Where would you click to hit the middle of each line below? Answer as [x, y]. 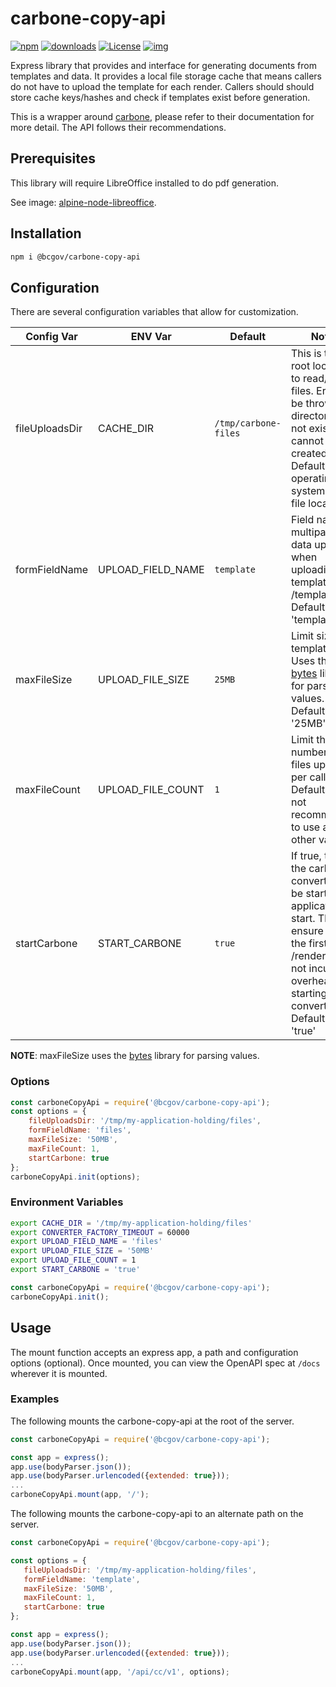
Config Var [51, 337]
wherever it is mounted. [59, 1373]
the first [309, 944]
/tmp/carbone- [248, 423]
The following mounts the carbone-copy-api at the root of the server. [152, 1421]
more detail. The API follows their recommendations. [118, 127]
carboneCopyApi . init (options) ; [75, 1177]
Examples [35, 1399]
